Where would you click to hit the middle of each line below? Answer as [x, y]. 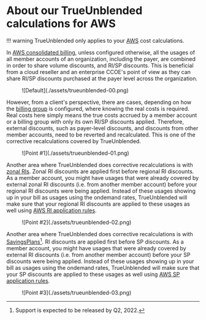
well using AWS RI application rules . [51, 210]
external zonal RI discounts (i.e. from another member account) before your [102, 184]
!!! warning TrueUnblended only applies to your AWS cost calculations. [95, 40]
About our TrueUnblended [74, 11]
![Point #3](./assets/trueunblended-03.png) [77, 292]
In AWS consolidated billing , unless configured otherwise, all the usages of [101, 52]
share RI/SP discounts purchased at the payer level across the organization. [102, 78]
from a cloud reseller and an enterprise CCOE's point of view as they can [99, 72]
